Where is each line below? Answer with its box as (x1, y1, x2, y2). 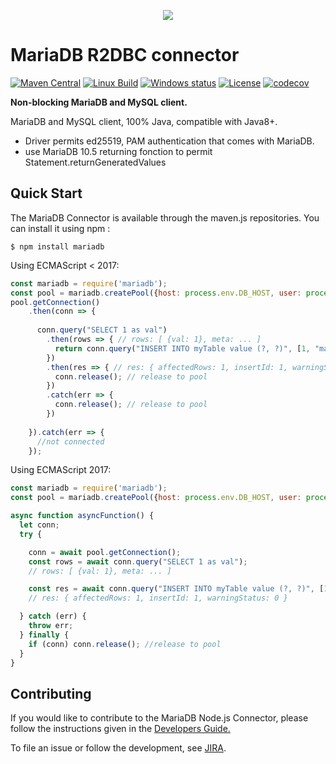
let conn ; (19, 520, 60, 530)
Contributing (10, 685, 92, 702)
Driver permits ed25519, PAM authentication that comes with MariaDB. (24, 135, 315, 147)
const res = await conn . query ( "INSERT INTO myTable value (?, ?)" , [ (28, 584, 325, 594)
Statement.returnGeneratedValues (24, 156, 167, 168)
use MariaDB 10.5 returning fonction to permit (24, 145, 213, 157)
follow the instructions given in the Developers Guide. (10, 723, 231, 735)
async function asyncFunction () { (10, 511, 155, 521)
